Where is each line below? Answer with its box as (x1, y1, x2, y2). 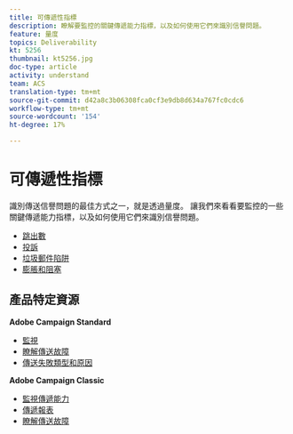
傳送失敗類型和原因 (21, 357, 93, 367)
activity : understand (9, 71, 90, 80)
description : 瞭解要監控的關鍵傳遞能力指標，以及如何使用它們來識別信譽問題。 (9, 21, 266, 30)
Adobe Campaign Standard (9, 317, 112, 327)
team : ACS (9, 79, 46, 88)
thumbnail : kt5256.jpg (9, 54, 93, 63)
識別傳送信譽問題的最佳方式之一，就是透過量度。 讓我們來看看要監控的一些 (9, 200, 284, 211)
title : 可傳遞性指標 (9, 12, 77, 22)
